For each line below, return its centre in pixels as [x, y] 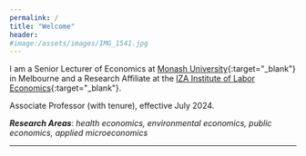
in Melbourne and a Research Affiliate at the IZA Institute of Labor [132, 79]
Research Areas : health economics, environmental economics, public [141, 123]
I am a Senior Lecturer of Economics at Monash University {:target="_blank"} [153, 69]
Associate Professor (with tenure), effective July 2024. [112, 106]
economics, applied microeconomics [79, 133]
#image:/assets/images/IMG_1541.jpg [79, 43]
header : [24, 34]
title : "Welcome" [42, 26]
